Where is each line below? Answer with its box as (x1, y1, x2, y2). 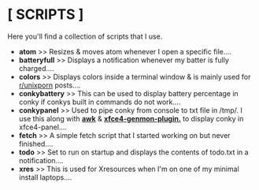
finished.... (18, 139, 54, 148)
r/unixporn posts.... (18, 80, 81, 90)
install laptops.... (18, 172, 72, 182)
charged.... (18, 63, 54, 73)
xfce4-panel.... (18, 122, 68, 132)
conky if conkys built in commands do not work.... (18, 97, 181, 106)
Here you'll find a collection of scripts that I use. (7, 32, 163, 41)
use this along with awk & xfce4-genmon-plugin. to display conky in (18, 114, 244, 123)
